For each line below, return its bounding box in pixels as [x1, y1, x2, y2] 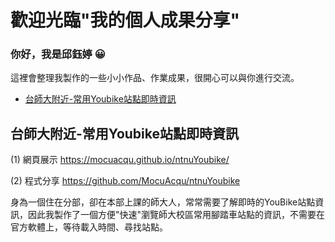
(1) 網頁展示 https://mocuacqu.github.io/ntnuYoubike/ [10, 154, 230, 166]
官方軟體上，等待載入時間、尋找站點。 [10, 221, 168, 233]
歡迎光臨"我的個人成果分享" [10, 9, 240, 32]
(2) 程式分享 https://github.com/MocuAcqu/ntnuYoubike [10, 175, 241, 187]
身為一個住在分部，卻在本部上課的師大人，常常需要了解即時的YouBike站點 [10, 196, 316, 208]
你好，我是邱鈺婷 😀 [10, 47, 106, 61]
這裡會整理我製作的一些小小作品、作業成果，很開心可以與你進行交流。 [10, 72, 300, 84]
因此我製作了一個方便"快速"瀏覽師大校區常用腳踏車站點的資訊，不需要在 [27, 209, 326, 221]
